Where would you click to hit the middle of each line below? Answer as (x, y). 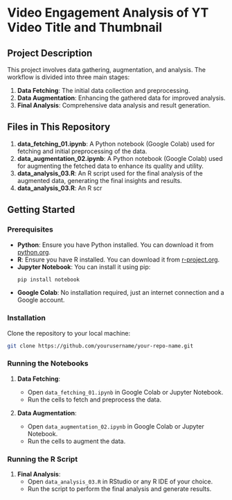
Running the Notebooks (48, 363)
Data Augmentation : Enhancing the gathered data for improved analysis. (121, 98)
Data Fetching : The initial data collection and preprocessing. (104, 90)
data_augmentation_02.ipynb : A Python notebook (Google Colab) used (120, 158)
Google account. (41, 300)
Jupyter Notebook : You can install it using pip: (84, 267)
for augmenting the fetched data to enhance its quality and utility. (110, 166)
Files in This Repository (59, 127)
